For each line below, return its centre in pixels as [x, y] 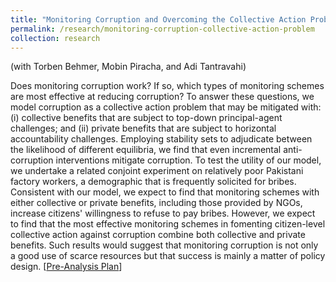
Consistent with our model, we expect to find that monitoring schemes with [165, 192]
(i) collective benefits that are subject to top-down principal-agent [146, 118]
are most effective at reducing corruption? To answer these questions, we [162, 97]
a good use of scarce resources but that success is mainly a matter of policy [168, 256]
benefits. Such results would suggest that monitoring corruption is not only [164, 245]
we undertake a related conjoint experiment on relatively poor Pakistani [157, 171]
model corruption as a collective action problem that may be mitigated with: [166, 107]
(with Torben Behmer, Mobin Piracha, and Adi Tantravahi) [128, 67]
